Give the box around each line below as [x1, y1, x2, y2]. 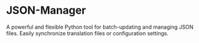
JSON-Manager [6, 4, 86, 17]
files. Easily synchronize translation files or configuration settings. [6, 29, 169, 36]
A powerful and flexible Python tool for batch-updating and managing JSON [6, 23, 194, 30]
